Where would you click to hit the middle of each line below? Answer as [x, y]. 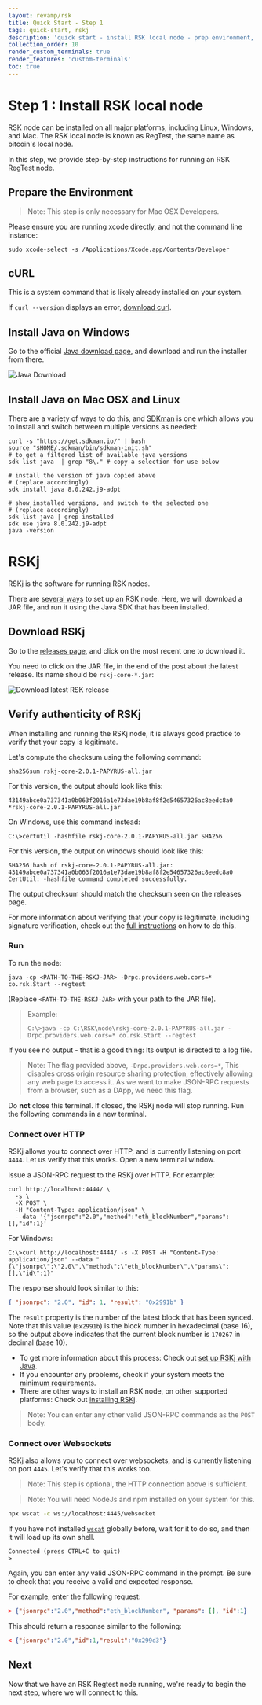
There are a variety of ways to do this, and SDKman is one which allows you [131, 418]
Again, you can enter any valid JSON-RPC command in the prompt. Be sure [130, 1573]
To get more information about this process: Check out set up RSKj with [135, 1357]
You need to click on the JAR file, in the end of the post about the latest [123, 666]
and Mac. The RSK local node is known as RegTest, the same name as [122, 135]
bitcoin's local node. [41, 144]
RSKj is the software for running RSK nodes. [79, 584]
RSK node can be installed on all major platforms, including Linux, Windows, [131, 127]
